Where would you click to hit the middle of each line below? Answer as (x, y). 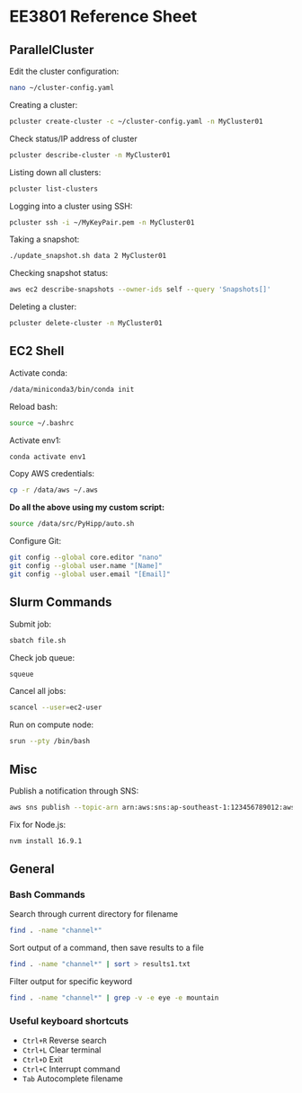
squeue (22, 674)
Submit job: (31, 624)
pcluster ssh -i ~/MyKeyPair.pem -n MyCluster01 (102, 222)
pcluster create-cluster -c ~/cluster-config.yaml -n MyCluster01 (136, 121)
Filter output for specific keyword (71, 982)
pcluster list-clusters (54, 189)
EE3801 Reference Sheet (103, 17)
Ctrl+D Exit (42, 1060)
